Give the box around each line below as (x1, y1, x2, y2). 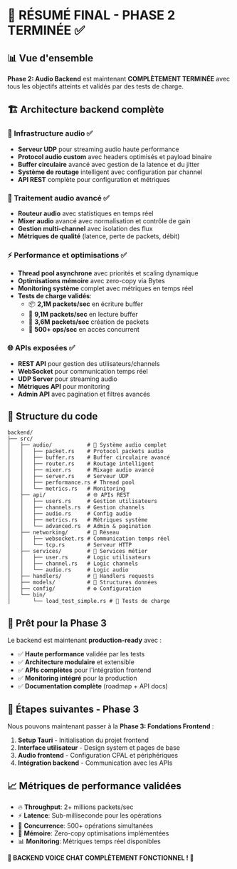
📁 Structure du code (7, 410, 98, 422)
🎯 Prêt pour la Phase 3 (7, 617, 107, 629)
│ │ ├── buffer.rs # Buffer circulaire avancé (7, 454, 171, 462)
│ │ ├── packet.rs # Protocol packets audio (7, 448, 164, 455)
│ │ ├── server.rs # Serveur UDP (7, 473, 130, 480)
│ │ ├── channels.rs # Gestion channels (7, 504, 144, 512)
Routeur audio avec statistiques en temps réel (17, 209, 154, 218)
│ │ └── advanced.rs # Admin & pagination (7, 523, 152, 530)
